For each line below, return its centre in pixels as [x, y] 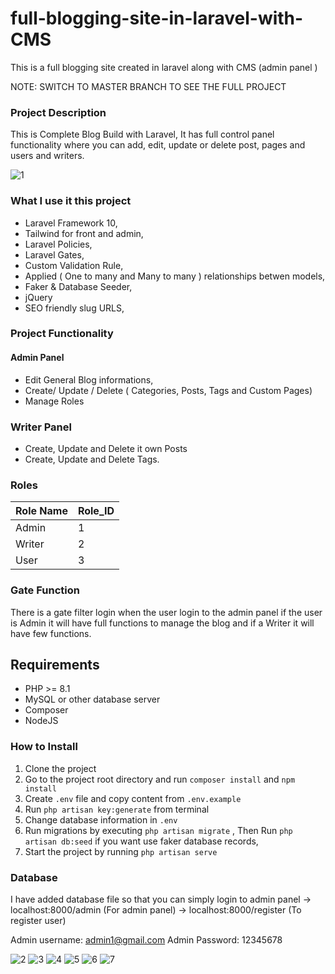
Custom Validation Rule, [74, 265]
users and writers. [47, 156]
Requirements [55, 664]
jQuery [38, 297]
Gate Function [45, 590]
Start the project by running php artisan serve [121, 851]
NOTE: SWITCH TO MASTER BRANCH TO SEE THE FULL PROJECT [148, 86]
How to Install [44, 747]
